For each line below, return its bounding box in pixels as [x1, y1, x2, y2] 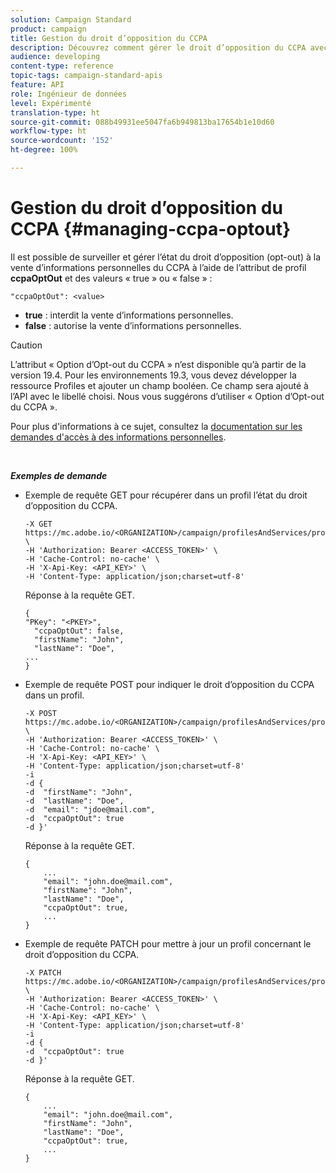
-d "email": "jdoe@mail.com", [24, 804, 156, 815]
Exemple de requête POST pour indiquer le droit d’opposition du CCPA [24, 678, 315, 690]
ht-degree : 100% [10, 145, 78, 155]
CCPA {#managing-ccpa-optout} [10, 218, 292, 241]
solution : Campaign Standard [10, 14, 132, 25]
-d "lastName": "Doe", [24, 796, 125, 806]
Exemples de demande [10, 469, 108, 481]
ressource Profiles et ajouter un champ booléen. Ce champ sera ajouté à [10, 379, 309, 391]
